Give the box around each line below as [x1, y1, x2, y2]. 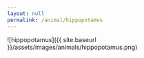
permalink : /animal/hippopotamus [7, 17, 103, 23]
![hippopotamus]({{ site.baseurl [7, 35, 96, 43]
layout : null [7, 10, 45, 17]
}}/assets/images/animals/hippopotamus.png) [7, 43, 138, 51]
